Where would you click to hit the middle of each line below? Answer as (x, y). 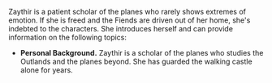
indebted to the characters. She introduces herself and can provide (121, 29)
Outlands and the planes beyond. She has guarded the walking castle (136, 61)
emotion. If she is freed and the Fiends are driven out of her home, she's (130, 20)
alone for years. (46, 70)
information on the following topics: (68, 37)
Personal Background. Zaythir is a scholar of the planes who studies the (142, 53)
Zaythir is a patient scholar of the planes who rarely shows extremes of (127, 12)
